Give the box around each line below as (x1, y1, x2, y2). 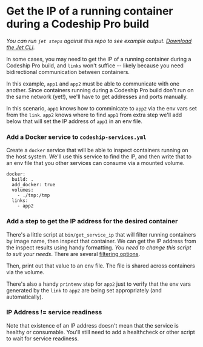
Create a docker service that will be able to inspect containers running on (6, 147, 189, 154)
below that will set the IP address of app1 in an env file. (6, 117, 143, 125)
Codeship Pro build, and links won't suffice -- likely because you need (6, 62, 184, 69)
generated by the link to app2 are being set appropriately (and (6, 286, 162, 294)
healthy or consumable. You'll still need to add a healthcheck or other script (6, 328, 195, 335)
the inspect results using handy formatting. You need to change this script (6, 244, 191, 251)
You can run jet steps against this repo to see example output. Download (6, 37, 192, 44)
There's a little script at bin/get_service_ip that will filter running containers (6, 231, 196, 238)
